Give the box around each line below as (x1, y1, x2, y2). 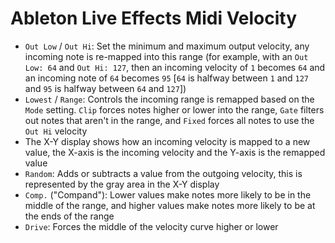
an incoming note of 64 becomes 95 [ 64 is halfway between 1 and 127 (24, 72, 309, 84)
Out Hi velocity (24, 125, 88, 137)
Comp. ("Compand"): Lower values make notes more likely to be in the (24, 188, 312, 201)
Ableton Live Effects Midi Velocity (10, 7, 298, 30)
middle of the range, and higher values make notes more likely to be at (24, 199, 316, 211)
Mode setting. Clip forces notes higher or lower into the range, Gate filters (24, 103, 325, 116)
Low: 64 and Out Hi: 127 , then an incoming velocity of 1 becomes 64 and (24, 61, 326, 73)
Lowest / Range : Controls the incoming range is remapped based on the (24, 93, 315, 105)
